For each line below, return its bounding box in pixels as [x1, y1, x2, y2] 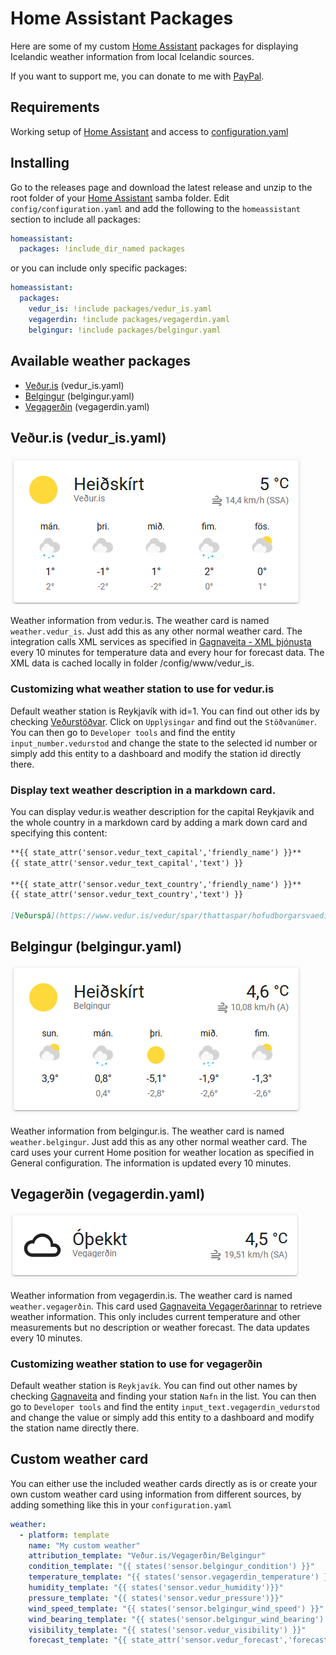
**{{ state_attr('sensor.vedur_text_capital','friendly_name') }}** [10, 847, 302, 857]
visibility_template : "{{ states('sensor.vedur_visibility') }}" [28, 1625, 307, 1635]
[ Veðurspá [10, 911, 52, 921]
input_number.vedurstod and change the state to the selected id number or [10, 737, 318, 749]
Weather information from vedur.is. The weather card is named [10, 615, 270, 627]
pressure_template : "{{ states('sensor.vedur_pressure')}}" [28, 1593, 284, 1603]
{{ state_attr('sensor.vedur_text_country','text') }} [10, 890, 244, 900]
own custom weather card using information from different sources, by [10, 1488, 302, 1500]
